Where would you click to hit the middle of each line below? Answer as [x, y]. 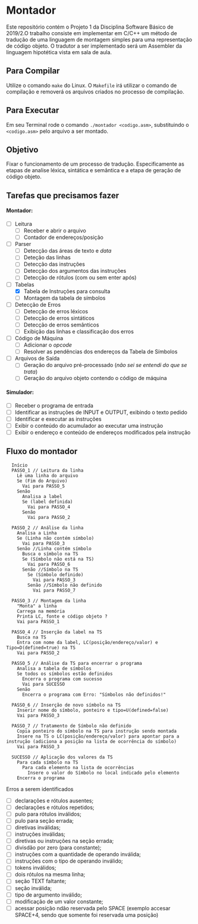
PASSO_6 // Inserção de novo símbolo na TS [66, 705]
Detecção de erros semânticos [61, 325]
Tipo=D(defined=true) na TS [41, 648]
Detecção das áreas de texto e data [67, 251]
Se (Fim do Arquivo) [42, 481]
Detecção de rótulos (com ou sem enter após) [80, 278]
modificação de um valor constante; [59, 901]
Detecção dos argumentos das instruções [75, 271]
